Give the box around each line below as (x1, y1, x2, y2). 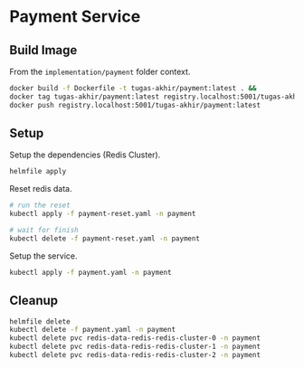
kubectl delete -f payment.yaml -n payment (9, 326, 176, 335)
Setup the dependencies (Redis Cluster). (9, 149, 161, 160)
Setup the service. (9, 250, 78, 261)
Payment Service (9, 6, 141, 27)
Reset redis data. (9, 184, 72, 194)
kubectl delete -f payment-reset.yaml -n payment (9, 233, 201, 243)
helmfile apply (9, 167, 67, 176)
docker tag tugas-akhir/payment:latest (9, 92, 160, 101)
